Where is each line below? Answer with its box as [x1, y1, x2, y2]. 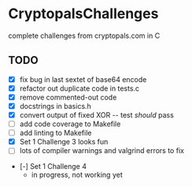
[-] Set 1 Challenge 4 [19, 162, 87, 171]
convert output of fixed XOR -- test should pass [19, 110, 175, 119]
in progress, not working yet [31, 170, 124, 180]
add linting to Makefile [19, 128, 92, 138]
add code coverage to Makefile [19, 119, 121, 129]
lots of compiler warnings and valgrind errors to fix [19, 146, 185, 155]
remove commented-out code [19, 92, 117, 102]
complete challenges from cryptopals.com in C [8, 31, 161, 40]
